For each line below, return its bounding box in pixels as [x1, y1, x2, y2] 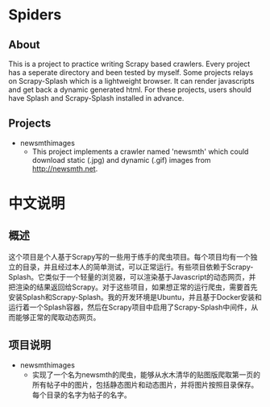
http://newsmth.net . [31, 164, 98, 173]
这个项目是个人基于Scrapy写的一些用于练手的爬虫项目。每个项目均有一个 [8, 251, 251, 261]
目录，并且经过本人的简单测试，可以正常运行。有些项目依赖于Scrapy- [22, 262, 254, 272]
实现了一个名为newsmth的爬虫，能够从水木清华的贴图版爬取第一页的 [31, 369, 260, 380]
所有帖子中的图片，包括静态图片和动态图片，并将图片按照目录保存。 [31, 380, 259, 389]
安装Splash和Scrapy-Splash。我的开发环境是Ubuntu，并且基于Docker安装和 [8, 292, 262, 301]
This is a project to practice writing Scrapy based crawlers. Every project [8, 59, 251, 69]
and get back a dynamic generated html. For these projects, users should [8, 85, 251, 94]
